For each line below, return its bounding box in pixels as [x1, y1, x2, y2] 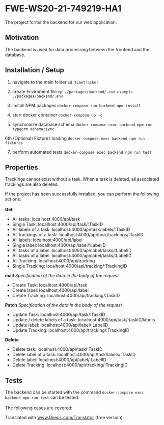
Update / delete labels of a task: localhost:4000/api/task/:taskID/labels [12, 317, 155, 323]
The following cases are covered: [5, 405, 73, 411]
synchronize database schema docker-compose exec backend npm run [12, 121, 153, 127]
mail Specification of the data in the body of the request [5, 273, 119, 279]
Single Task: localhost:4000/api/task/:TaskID [12, 222, 103, 227]
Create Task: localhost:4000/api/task [12, 282, 87, 288]
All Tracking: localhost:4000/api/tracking [12, 258, 95, 264]
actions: [5, 196, 21, 202]
